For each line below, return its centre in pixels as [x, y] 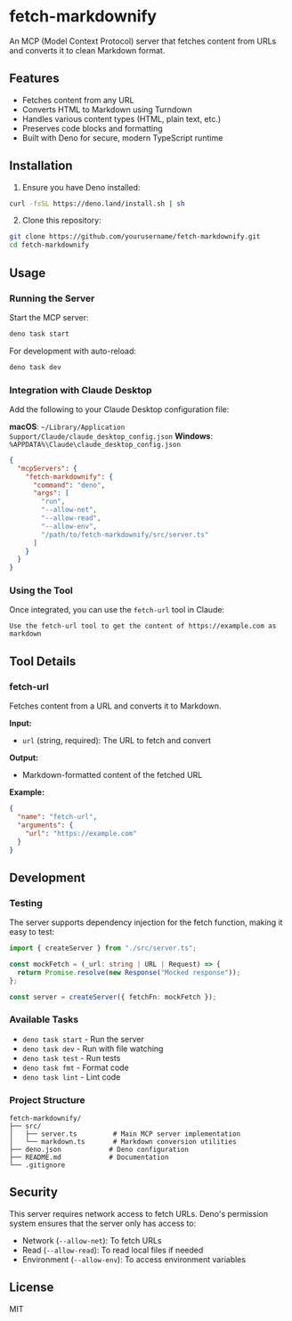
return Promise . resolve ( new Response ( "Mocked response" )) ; [129, 972]
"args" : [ [51, 493]
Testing [26, 903]
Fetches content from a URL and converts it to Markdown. [115, 706]
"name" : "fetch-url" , [57, 817]
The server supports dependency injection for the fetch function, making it [146, 922]
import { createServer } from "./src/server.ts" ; [103, 948]
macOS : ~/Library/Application [67, 426]
